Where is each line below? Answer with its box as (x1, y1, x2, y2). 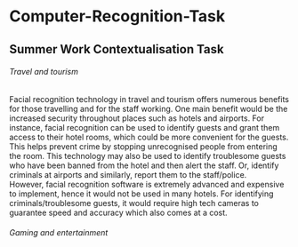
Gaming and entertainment (9, 227, 109, 238)
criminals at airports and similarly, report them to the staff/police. (9, 169, 247, 179)
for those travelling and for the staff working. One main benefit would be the (9, 103, 288, 114)
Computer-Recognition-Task (9, 6, 225, 27)
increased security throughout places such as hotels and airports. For (9, 113, 265, 123)
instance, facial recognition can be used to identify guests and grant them (9, 122, 280, 132)
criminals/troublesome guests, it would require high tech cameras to (9, 197, 260, 208)
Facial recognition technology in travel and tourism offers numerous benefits (9, 93, 289, 104)
